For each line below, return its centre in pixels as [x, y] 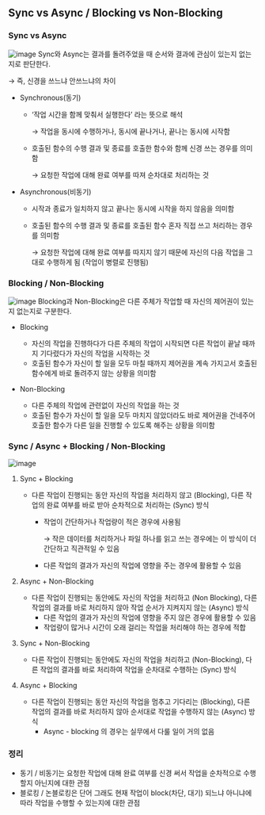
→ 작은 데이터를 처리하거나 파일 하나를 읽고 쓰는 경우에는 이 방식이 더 [150, 539]
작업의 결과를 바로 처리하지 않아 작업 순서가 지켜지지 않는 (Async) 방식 [140, 608]
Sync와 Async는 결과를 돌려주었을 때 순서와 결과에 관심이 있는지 [138, 54]
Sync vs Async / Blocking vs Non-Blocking [115, 13]
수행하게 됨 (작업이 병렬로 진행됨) [97, 262]
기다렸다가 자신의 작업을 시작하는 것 [95, 353]
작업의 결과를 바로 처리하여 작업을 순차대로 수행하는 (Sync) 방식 [138, 670]
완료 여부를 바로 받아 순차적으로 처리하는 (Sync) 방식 [128, 505]
